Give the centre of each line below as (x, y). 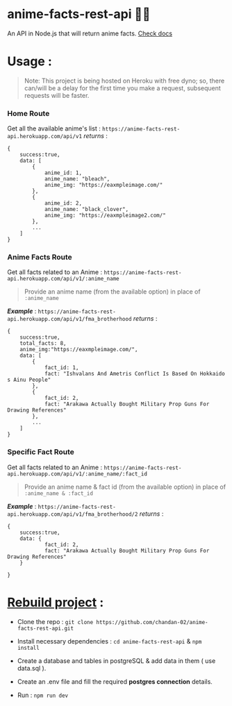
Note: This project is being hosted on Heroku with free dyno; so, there (124, 81)
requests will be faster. (57, 95)
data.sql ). (32, 668)
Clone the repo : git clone (55, 621)
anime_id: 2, (63, 203)
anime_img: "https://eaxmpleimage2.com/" (105, 216)
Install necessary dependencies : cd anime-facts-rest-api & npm (109, 641)
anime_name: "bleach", (77, 179)
